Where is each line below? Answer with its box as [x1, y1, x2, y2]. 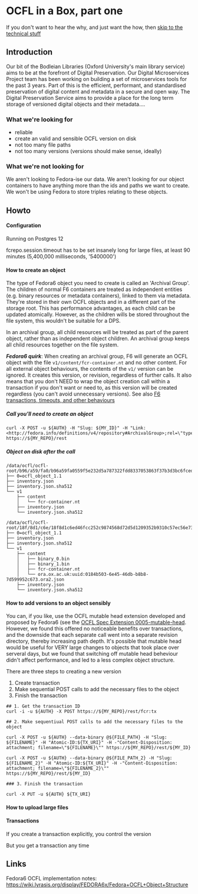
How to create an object [6, 266, 66, 273]
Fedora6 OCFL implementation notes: [6, 874, 97, 882]
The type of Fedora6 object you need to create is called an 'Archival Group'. [6, 280, 190, 287]
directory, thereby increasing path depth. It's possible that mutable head [6, 637, 181, 645]
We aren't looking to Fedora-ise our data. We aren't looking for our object [6, 176, 184, 183]
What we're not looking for [6, 162, 84, 170]
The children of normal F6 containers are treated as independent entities [6, 286, 183, 293]
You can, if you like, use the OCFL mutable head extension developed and [6, 613, 186, 620]
